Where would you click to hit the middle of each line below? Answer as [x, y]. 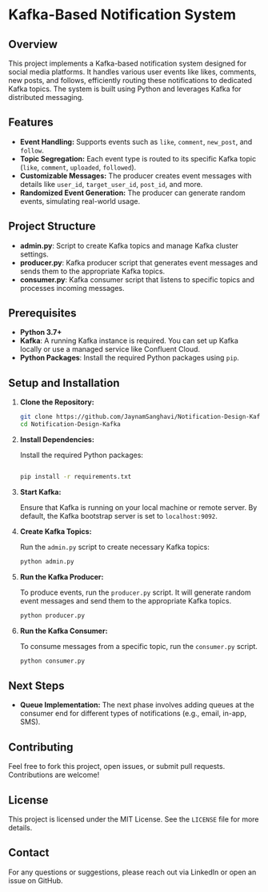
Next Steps [36, 685]
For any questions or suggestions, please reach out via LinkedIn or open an [132, 872]
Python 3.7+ [41, 333]
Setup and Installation [64, 382]
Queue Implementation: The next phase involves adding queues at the [137, 705]
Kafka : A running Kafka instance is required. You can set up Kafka [129, 340]
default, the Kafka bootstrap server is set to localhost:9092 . [118, 516]
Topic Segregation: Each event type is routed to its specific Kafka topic [138, 158]
